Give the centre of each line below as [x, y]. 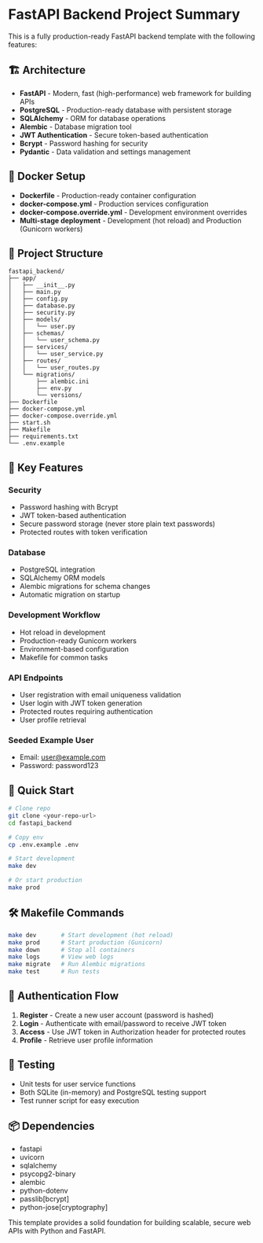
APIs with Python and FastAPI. [57, 1231]
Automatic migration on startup [69, 594]
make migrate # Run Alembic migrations [77, 965]
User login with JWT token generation [81, 703]
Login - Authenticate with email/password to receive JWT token [123, 1023]
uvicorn [32, 1157]
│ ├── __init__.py [42, 285]
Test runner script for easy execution [79, 1100]
